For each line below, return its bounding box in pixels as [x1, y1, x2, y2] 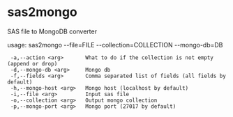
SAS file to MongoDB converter [7, 27, 98, 36]
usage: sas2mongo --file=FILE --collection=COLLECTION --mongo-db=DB [7, 40, 223, 49]
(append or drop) [7, 60, 58, 67]
